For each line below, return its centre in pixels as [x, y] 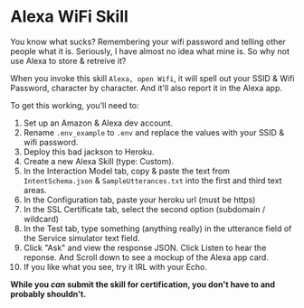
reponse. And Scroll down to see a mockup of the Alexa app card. [146, 257]
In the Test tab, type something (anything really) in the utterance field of [157, 229]
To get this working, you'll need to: [75, 105]
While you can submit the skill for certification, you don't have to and [142, 284]
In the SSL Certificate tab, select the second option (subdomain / [144, 209]
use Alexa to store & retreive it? [68, 61]
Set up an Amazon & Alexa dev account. [98, 123]
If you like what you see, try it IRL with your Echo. [115, 266]
